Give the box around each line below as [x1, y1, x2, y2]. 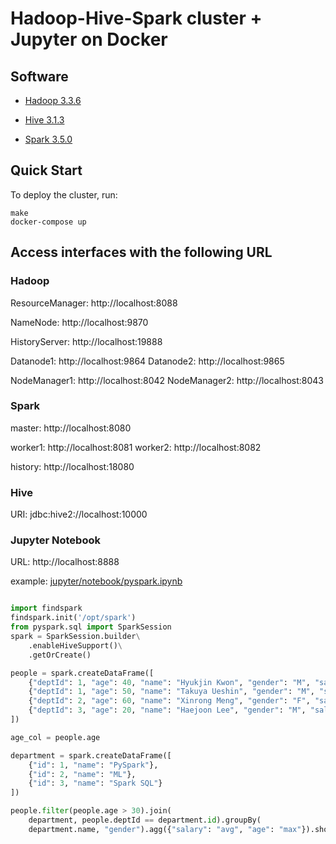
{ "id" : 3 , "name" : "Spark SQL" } [28, 778, 163, 789]
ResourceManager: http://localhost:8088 [10, 297, 178, 309]
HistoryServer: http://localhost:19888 [10, 335, 163, 347]
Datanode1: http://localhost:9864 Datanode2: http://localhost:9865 [10, 355, 285, 367]
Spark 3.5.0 [24, 133, 73, 145]
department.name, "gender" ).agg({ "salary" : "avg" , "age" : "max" [28, 824, 302, 834]
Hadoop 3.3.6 [24, 95, 82, 106]
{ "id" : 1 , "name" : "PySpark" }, [28, 760, 159, 770]
